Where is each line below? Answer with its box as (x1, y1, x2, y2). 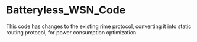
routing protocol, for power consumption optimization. (6, 29, 138, 36)
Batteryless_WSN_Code (6, 3, 126, 17)
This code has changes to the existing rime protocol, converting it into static (6, 23, 192, 30)
